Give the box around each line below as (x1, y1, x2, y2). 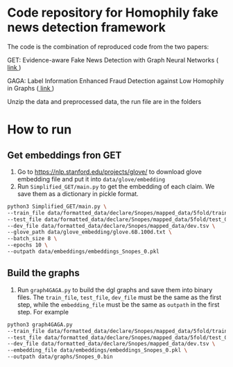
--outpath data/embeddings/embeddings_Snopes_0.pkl (7, 248, 159, 256)
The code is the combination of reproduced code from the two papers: (7, 42, 209, 51)
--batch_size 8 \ (7, 235, 58, 242)
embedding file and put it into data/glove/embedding (17, 174, 165, 183)
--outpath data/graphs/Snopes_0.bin (7, 353, 113, 361)
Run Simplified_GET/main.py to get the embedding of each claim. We (17, 182, 215, 190)
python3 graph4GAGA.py (7, 321, 73, 328)
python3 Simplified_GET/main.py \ (7, 203, 107, 210)
